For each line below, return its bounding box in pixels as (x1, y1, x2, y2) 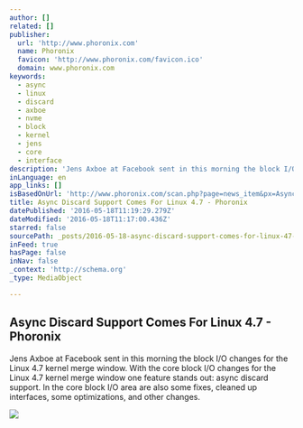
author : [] (9, 13, 50, 23)
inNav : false (9, 256, 59, 266)
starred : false (9, 223, 67, 232)
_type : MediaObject (9, 274, 83, 283)
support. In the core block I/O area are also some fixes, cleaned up (9, 381, 258, 393)
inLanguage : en (9, 172, 67, 181)
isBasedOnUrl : (9, 190, 63, 199)
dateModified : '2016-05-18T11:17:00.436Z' (9, 214, 171, 224)
